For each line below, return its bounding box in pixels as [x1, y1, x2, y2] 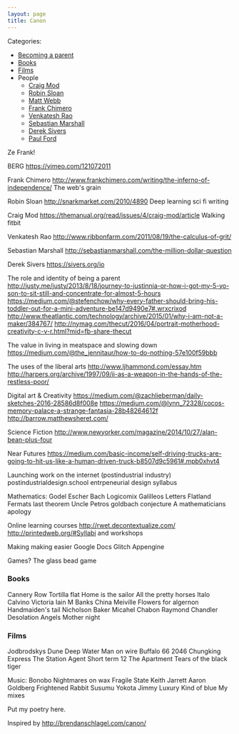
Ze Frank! [7, 148, 36, 156]
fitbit [7, 218, 21, 227]
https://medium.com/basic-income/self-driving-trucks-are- [47, 449, 223, 458]
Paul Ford [28, 134, 57, 143]
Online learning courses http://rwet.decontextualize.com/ [7, 521, 176, 529]
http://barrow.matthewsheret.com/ [7, 413, 109, 422]
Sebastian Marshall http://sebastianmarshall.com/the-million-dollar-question [7, 246, 232, 254]
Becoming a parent [17, 51, 74, 59]
